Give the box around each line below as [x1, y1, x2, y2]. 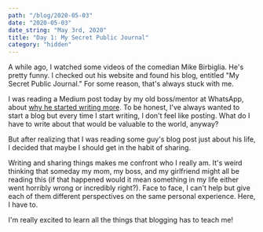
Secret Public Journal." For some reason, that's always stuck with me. [8, 79, 234, 89]
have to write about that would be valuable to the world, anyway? [8, 120, 219, 129]
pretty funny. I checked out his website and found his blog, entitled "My [8, 71, 239, 80]
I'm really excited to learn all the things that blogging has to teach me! [8, 215, 234, 225]
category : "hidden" [8, 41, 72, 49]
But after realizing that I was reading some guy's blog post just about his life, [8, 134, 256, 144]
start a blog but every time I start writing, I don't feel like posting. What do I [8, 111, 250, 120]
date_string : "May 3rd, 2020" [8, 26, 108, 34]
